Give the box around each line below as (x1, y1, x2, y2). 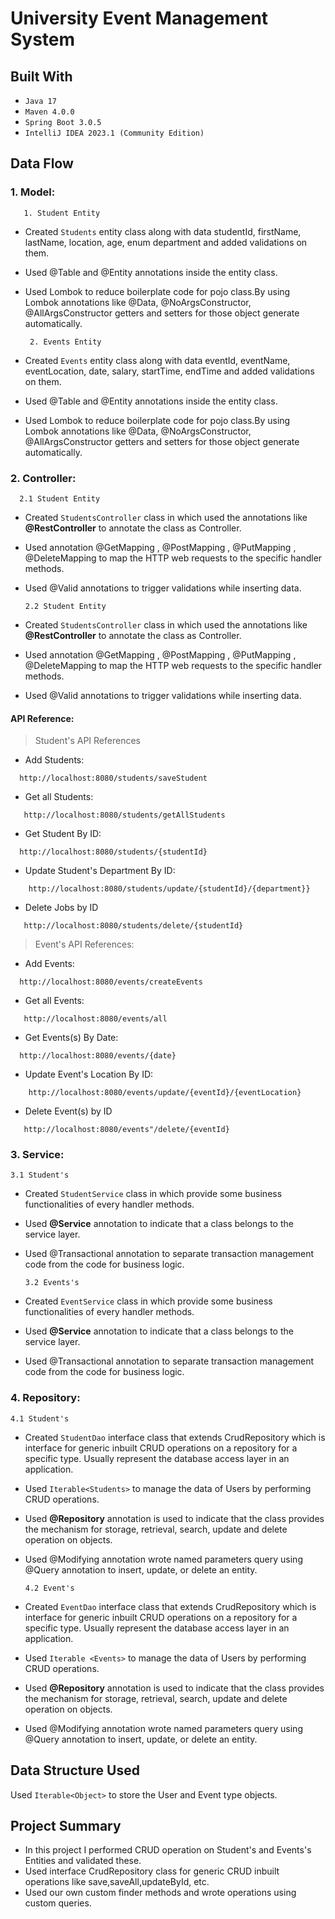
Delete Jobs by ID (24, 902, 99, 914)
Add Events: (24, 958, 75, 970)
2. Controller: (10, 471, 77, 485)
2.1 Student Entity (19, 493, 101, 504)
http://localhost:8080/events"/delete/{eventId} (23, 1125, 230, 1135)
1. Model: (10, 185, 56, 199)
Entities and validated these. (24, 1855, 142, 1867)
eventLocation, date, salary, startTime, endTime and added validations (24, 365, 315, 377)
